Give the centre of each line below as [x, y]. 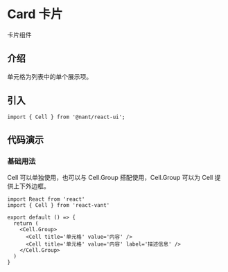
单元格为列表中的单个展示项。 [50, 76]
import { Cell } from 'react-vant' [59, 206]
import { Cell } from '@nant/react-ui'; [67, 117]
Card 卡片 [35, 14]
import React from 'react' [46, 199]
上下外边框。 [31, 186]
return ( [26, 224]
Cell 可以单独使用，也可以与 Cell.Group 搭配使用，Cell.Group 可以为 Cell [110, 178]
